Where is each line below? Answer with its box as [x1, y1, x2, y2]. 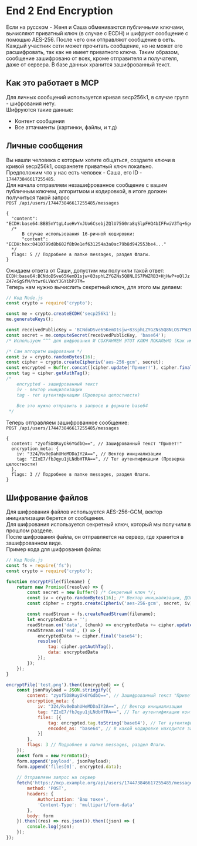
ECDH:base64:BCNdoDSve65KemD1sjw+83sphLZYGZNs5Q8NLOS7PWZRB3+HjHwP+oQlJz [6, 273, 191, 279]
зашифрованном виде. [6, 539, 63, 546]
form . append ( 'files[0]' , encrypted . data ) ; [16, 764, 122, 770]
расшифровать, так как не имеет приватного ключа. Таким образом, [6, 48, 179, 55]
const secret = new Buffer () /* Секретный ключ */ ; [27, 589, 157, 596]
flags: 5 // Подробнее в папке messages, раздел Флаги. [11, 251, 151, 257]
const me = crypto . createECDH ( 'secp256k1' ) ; [6, 311, 117, 317]
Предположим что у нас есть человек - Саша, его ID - [6, 169, 142, 176]
